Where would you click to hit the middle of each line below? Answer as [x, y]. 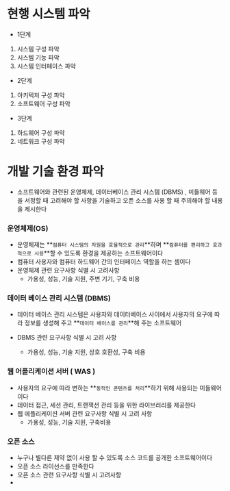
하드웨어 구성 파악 [41, 133]
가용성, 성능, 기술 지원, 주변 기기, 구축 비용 [84, 279]
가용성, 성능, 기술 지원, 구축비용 [69, 422]
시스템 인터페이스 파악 [47, 66]
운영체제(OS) [28, 228]
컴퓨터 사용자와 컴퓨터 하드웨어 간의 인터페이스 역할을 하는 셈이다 [104, 262]
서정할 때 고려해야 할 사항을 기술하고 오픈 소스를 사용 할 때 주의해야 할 [117, 200]
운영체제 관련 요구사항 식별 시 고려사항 [68, 270]
